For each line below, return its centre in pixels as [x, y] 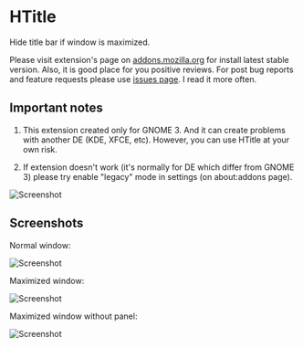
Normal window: [40, 245]
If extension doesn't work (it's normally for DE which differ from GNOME [158, 167]
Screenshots [47, 223]
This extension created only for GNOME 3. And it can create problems [154, 130]
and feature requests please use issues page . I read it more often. [133, 79]
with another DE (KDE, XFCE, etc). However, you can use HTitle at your [156, 140]
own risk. [40, 149]
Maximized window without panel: [73, 316]
